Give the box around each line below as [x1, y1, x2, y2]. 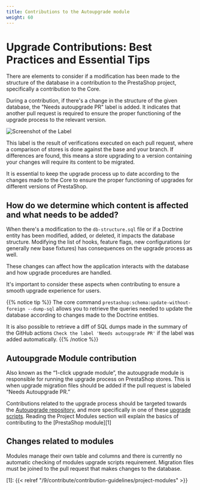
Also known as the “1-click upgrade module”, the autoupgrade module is [6, 369, 184, 377]
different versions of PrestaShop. [6, 183, 88, 190]
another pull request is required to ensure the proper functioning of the [6, 110, 181, 117]
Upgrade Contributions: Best [6, 40, 153, 54]
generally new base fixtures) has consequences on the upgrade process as [6, 245, 193, 252]
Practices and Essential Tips [6, 53, 150, 67]
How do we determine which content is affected [6, 200, 189, 211]
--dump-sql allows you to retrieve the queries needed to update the [28, 305, 193, 312]
